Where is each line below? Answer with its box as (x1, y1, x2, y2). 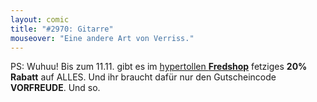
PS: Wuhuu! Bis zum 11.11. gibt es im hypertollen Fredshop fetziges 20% (10, 61, 308, 73)
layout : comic (10, 14, 70, 25)
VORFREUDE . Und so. (10, 82, 101, 94)
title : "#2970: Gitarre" (10, 24, 114, 34)
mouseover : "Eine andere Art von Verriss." (10, 33, 195, 43)
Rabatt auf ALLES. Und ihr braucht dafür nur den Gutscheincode (10, 71, 277, 83)
